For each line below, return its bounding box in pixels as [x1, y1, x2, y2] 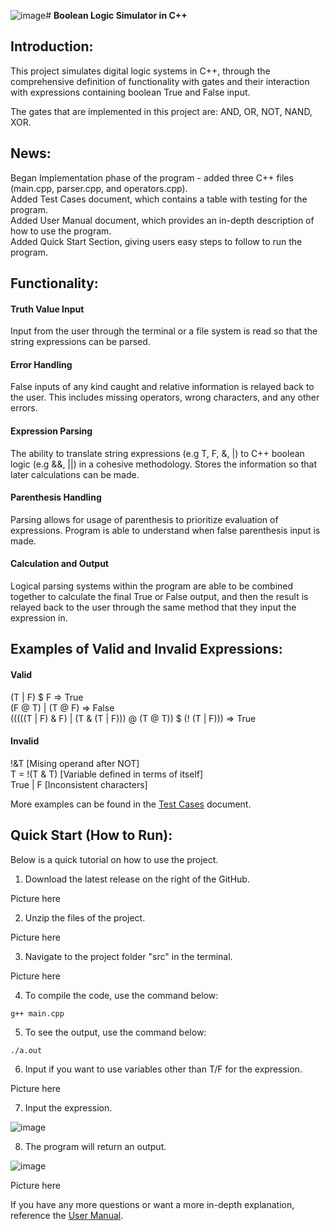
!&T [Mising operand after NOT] [10, 757, 140, 769]
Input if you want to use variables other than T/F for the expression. [24, 1063, 303, 1075]
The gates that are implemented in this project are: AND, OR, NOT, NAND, [10, 105, 313, 117]
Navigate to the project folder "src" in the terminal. [24, 950, 233, 962]
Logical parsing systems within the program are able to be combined [10, 580, 294, 592]
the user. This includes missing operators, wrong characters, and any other [10, 391, 320, 404]
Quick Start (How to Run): [10, 827, 173, 844]
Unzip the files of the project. [24, 911, 146, 924]
